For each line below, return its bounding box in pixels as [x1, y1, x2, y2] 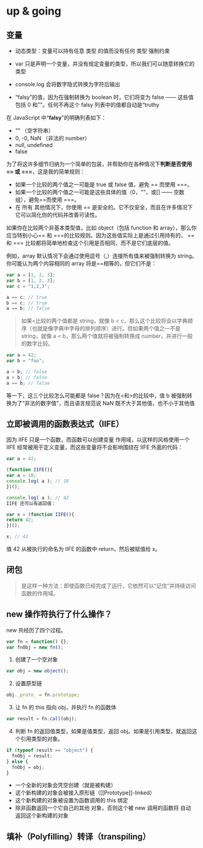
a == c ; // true [6, 294, 47, 300]
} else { [6, 758, 28, 765]
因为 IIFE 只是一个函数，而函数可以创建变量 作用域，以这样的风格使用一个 [6, 436, 190, 443]
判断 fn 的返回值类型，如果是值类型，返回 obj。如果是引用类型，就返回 [15, 728, 192, 735]
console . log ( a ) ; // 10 [6, 478, 69, 484]
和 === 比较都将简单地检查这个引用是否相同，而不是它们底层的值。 [6, 239, 174, 247]
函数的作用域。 [21, 589, 59, 597]
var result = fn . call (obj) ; [6, 716, 78, 722]
